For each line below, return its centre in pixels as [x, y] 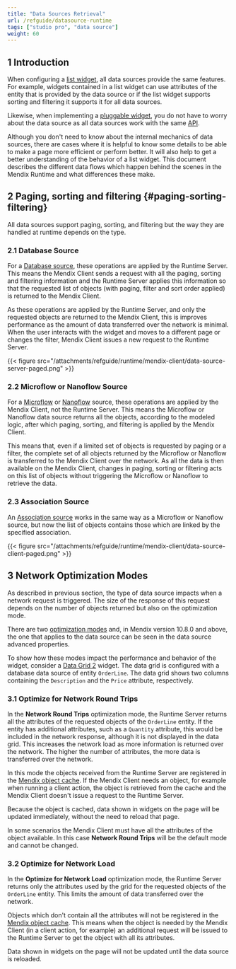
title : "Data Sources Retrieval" [57, 14]
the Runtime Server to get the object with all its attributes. [91, 938]
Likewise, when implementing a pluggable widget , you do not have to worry [117, 116]
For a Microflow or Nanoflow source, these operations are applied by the [113, 402]
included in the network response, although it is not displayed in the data [113, 736]
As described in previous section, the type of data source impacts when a [115, 593]
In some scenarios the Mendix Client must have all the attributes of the [110, 830]
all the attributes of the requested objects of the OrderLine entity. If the [110, 721]
